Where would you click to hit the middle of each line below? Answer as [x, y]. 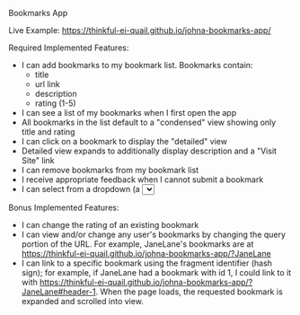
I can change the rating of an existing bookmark [110, 225]
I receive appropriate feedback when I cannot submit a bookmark [142, 179]
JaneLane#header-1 [58, 292]
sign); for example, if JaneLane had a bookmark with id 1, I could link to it [156, 272]
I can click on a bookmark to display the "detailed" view [124, 141]
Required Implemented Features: [69, 48]
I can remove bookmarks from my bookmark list [110, 170]
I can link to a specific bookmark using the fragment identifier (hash [147, 263]
